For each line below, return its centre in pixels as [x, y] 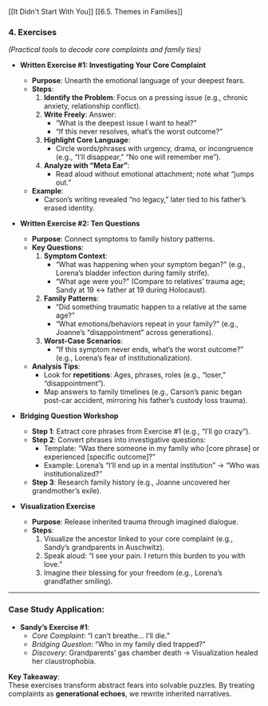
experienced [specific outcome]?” [99, 457]
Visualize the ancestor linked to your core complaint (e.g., [138, 539]
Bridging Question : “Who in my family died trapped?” [118, 644]
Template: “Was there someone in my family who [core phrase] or [152, 449]
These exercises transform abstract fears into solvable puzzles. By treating [132, 685]
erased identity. [69, 208]
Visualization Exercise [57, 506]
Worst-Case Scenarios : [83, 341]
